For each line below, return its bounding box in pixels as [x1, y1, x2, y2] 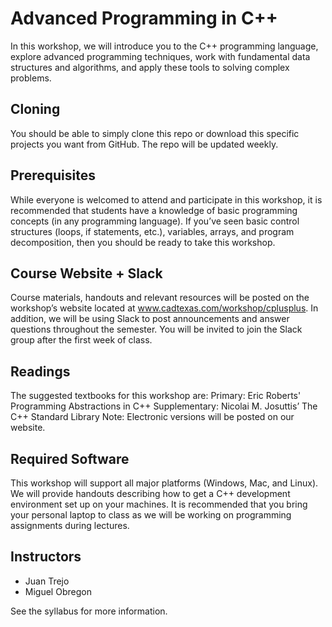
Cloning [10, 101, 61, 118]
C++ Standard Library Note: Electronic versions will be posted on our [10, 411, 295, 423]
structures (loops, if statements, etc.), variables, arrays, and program [10, 225, 295, 237]
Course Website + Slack [10, 265, 163, 282]
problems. [10, 72, 52, 84]
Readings [10, 363, 71, 380]
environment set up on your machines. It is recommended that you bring [10, 498, 308, 510]
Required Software [10, 450, 130, 467]
